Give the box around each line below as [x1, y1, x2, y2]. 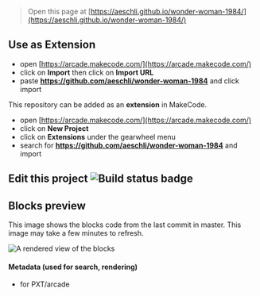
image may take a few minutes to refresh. [8, 229, 144, 238]
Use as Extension [8, 38, 96, 52]
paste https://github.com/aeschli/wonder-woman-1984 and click [19, 75, 240, 86]
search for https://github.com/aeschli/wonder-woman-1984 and [19, 140, 238, 150]
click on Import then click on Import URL [19, 67, 154, 77]
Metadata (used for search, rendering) [8, 262, 138, 271]
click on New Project [19, 123, 89, 133]
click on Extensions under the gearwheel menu [19, 132, 177, 141]
